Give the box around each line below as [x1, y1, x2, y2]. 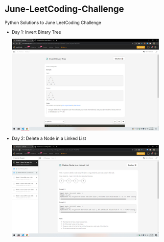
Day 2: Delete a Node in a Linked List [11, 135, 86, 141]
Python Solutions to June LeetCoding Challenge [4, 20, 101, 25]
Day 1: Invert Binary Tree [11, 29, 62, 35]
